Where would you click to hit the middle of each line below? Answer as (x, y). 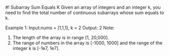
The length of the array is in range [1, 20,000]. (61, 38)
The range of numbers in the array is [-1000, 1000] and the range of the (88, 43)
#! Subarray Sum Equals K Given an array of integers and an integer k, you (83, 7)
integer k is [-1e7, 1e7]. (36, 48)
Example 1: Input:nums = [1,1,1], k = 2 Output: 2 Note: (60, 28)
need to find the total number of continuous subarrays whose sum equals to (85, 13)
